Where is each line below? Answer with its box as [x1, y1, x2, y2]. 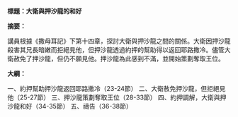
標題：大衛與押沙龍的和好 [7, 7, 82, 15]
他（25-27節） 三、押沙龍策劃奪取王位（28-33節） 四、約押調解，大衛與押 [7, 93, 227, 101]
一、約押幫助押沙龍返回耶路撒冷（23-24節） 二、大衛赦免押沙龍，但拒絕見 [7, 85, 226, 92]
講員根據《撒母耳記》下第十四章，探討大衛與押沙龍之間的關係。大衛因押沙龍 [7, 37, 231, 45]
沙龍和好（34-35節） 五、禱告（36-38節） [7, 102, 132, 110]
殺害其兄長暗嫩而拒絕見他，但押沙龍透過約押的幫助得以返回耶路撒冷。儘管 [7, 46, 225, 54]
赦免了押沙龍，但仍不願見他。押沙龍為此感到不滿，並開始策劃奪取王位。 [13, 54, 225, 63]
